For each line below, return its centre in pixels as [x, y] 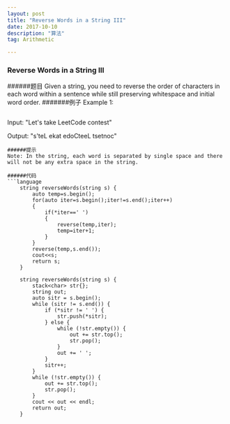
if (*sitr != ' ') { [74, 310]
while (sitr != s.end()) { [71, 305]
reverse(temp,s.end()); [67, 249]
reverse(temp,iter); [87, 225]
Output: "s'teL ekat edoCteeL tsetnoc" [62, 136]
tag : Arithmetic [31, 40]
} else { [57, 323]
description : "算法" [36, 33]
